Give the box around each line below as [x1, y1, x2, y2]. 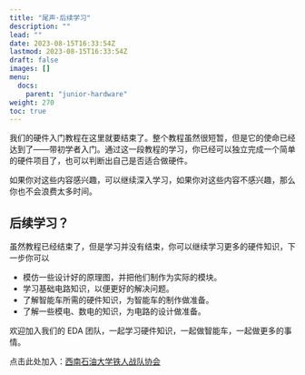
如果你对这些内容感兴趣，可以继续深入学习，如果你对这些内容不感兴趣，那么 [9, 175, 296, 186]
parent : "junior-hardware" [25, 89, 128, 98]
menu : [9, 73, 30, 82]
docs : [17, 81, 39, 90]
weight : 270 [9, 97, 54, 107]
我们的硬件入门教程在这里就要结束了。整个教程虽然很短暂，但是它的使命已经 [9, 133, 296, 144]
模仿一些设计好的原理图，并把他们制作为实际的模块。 [22, 272, 222, 283]
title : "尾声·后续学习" [9, 13, 91, 23]
